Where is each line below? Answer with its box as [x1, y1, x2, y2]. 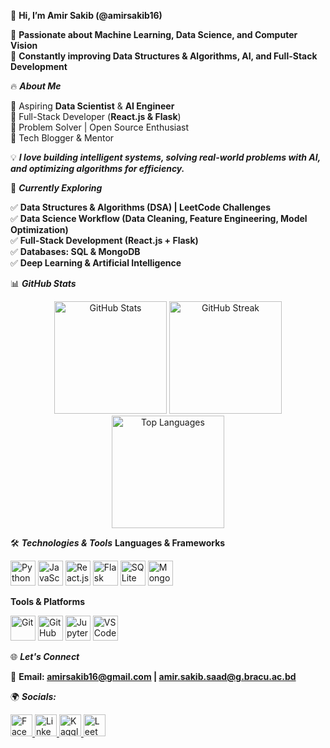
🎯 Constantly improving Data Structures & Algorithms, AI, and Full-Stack [10, 50, 318, 62]
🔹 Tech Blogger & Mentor [10, 132, 115, 144]
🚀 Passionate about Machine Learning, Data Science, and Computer [10, 29, 298, 40]
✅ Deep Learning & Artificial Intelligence [10, 257, 182, 269]
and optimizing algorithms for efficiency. [10, 163, 185, 174]
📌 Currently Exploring [10, 182, 103, 194]
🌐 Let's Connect [10, 651, 80, 662]
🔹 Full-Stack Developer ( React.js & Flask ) [10, 111, 182, 122]
